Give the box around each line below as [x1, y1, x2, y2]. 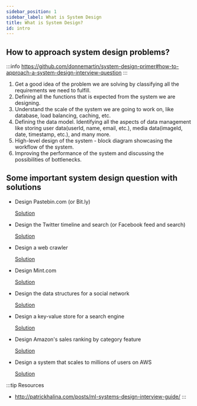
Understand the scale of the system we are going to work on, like [14, 106, 174, 113]
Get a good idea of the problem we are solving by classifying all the [14, 80, 179, 88]
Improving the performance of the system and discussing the [14, 150, 164, 157]
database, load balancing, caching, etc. [14, 112, 111, 119]
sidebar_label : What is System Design [6, 14, 102, 20]
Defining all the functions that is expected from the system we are [14, 93, 176, 101]
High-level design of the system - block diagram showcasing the [14, 137, 173, 144]
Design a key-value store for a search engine [14, 312, 125, 320]
